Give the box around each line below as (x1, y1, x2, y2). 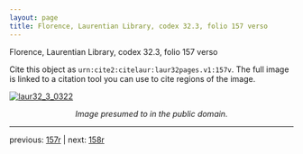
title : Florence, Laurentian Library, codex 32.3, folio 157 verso (9, 22, 269, 31)
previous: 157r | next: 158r (9, 134, 106, 145)
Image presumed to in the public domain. (75, 108, 228, 119)
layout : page (9, 13, 59, 23)
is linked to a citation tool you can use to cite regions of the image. (9, 73, 256, 84)
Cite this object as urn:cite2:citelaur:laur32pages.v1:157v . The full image (9, 64, 289, 75)
